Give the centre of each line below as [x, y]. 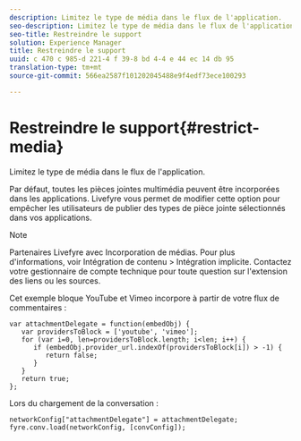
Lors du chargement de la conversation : [84, 403]
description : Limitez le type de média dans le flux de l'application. [146, 17]
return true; [45, 378]
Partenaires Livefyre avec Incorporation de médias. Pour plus [122, 252]
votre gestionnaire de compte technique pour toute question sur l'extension [149, 271]
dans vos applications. [51, 217]
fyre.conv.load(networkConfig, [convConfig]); [98, 427]
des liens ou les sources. [55, 280]
